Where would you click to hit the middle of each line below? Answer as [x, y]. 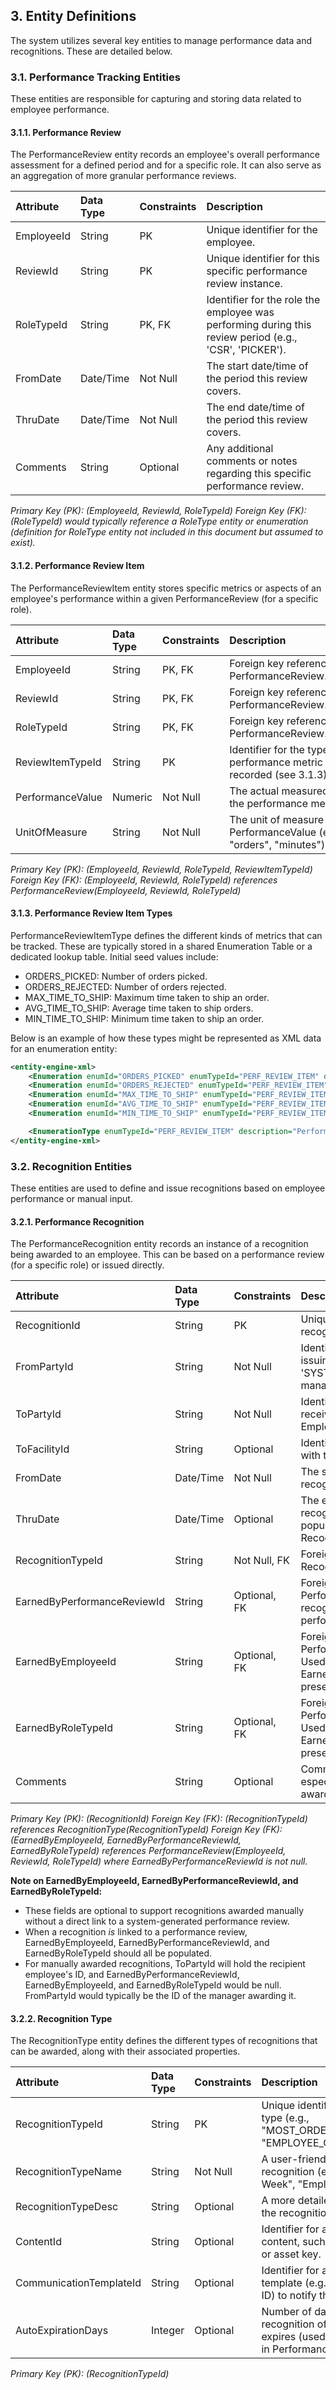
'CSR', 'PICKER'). [246, 350]
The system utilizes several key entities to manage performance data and [161, 40]
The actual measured [279, 791]
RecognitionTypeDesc [67, 2207]
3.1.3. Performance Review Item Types [91, 913]
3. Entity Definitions [73, 16]
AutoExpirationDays [62, 2331]
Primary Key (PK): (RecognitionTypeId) [90, 2374]
